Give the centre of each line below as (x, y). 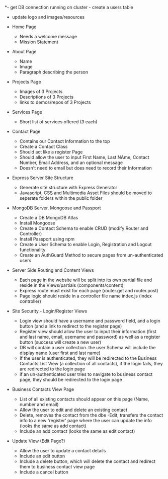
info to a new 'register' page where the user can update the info (86, 420)
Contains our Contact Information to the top (65, 141)
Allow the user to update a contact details (63, 451)
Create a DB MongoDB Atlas (49, 218)
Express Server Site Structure (43, 178)
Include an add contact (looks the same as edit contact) (77, 431)
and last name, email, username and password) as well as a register (90, 337)
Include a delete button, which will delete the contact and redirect (88, 461)
